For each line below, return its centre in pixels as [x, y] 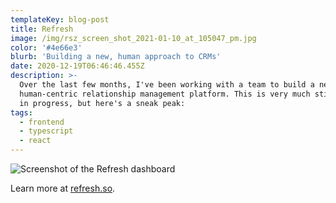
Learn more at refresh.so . [63, 188]
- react [35, 141]
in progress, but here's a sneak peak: [102, 103]
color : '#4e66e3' [46, 47]
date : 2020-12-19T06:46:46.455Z [77, 66]
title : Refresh [42, 29]
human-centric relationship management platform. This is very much [165, 94]
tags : [21, 112]
